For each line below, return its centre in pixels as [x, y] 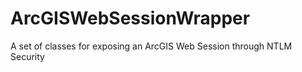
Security [27, 56]
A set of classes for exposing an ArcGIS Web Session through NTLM [151, 46]
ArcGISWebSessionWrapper [130, 18]
